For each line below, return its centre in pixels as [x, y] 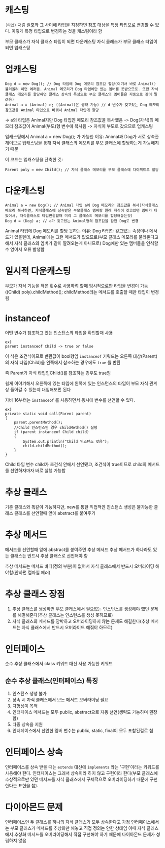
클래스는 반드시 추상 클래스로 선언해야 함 [49, 555]
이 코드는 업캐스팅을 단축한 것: [34, 159]
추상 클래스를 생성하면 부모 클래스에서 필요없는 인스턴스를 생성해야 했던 [81, 609]
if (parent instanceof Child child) [52, 432]
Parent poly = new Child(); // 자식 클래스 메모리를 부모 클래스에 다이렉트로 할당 [82, 170]
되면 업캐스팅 [18, 47]
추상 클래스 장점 [35, 594]
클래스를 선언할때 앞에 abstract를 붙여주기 [55, 513]
